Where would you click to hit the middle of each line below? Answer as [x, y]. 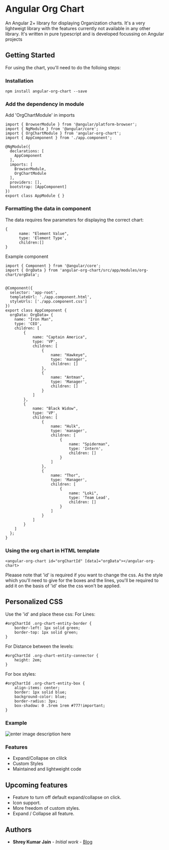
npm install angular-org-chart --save [46, 91]
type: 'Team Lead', [89, 497]
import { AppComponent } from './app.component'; [59, 138]
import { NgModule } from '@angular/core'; [52, 129]
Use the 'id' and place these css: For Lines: [50, 614]
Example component [27, 256]
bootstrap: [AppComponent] [38, 187]
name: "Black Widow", [55, 408]
